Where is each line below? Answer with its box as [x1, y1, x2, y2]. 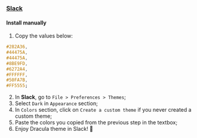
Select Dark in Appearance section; [14, 100, 98, 107]
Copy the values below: [14, 32, 73, 39]
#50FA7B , [6, 77, 28, 83]
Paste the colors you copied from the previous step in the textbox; [14, 119, 178, 126]
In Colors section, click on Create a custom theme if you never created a [14, 106, 192, 114]
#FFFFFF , [6, 72, 28, 78]
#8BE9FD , [6, 60, 28, 66]
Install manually [6, 19, 47, 26]
